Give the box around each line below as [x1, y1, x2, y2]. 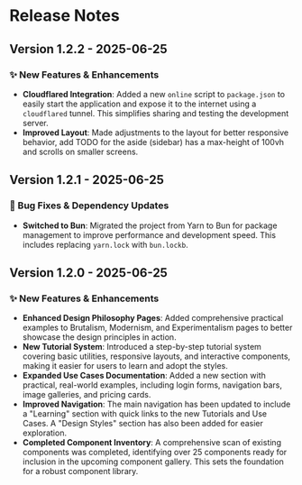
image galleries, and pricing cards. [22, 389, 151, 400]
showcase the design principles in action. [22, 332, 178, 343]
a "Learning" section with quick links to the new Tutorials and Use [22, 408, 268, 419]
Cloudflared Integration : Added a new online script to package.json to [22, 88, 286, 99]
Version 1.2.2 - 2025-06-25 [9, 41, 169, 57]
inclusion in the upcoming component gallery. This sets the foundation [22, 456, 284, 467]
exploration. [22, 427, 68, 438]
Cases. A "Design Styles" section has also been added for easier [22, 418, 264, 429]
